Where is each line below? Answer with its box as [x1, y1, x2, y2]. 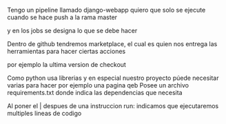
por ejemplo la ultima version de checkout [7, 61, 126, 68]
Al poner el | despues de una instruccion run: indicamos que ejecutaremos [7, 102, 219, 110]
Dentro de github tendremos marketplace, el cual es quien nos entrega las [7, 40, 218, 48]
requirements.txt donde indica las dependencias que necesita [7, 89, 183, 96]
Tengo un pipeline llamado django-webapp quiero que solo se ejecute [7, 6, 206, 14]
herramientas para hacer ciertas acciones [7, 48, 126, 55]
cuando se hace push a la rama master [7, 13, 118, 21]
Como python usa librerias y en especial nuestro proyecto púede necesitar [7, 74, 219, 82]
